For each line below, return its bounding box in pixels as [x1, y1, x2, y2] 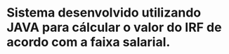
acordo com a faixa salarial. [6, 35, 171, 50]
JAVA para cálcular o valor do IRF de [6, 19, 222, 35]
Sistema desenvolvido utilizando [6, 5, 202, 21]
